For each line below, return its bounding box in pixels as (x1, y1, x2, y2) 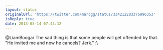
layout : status (5, 7, 37, 12)
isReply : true (5, 16, 35, 21)
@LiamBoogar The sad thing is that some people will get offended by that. (5, 35, 158, 41)
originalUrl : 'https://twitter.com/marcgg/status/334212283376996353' (5, 12, 156, 17)
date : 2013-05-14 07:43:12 (5, 21, 62, 26)
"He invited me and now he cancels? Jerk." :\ (5, 40, 98, 46)
